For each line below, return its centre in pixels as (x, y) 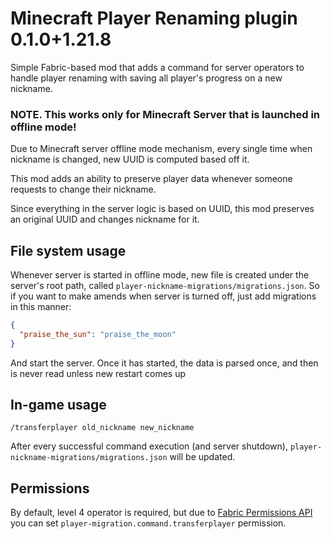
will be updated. (202, 457)
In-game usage (58, 405)
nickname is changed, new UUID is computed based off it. (130, 159)
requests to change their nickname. (83, 189)
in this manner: (41, 307)
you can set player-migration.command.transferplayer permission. (148, 523)
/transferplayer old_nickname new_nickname (102, 428)
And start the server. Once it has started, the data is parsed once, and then (164, 363)
